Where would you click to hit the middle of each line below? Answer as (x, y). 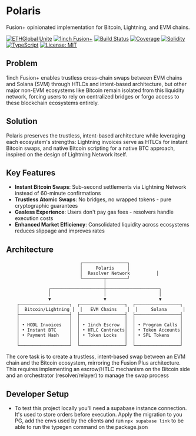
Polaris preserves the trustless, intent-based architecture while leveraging (96, 135)
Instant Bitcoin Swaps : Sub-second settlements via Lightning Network (100, 187)
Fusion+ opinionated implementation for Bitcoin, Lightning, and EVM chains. (98, 27)
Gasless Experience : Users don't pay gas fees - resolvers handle (94, 212)
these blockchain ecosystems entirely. (52, 103)
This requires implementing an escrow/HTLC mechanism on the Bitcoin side (98, 369)
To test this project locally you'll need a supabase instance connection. (101, 408)
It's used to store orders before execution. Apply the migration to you (98, 414)
